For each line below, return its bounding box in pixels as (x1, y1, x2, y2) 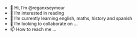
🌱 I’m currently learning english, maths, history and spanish (9, 15, 132, 21)
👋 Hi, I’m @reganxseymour (9, 5, 65, 10)
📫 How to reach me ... (9, 26, 56, 32)
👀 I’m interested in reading (9, 10, 64, 16)
